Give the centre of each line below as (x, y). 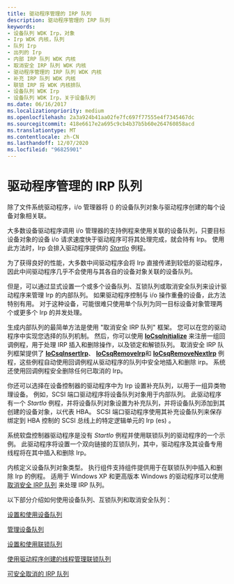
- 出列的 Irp (24, 53)
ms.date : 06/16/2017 (37, 105)
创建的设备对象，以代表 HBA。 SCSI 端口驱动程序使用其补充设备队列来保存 (115, 411)
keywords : (22, 26)
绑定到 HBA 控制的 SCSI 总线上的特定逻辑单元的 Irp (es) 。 (91, 420)
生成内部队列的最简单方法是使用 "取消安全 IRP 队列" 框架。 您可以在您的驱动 (117, 327)
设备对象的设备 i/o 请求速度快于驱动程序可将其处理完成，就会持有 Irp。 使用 (116, 239)
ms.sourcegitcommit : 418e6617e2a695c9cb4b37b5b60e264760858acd (101, 124)
